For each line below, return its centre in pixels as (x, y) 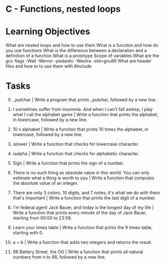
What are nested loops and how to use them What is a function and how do (82, 45)
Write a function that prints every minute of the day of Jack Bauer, (80, 213)
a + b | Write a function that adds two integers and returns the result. (82, 242)
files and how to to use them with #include (49, 66)
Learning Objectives (48, 32)
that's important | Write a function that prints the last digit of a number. (84, 198)
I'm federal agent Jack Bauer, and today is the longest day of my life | (83, 207)
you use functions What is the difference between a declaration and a (76, 51)
